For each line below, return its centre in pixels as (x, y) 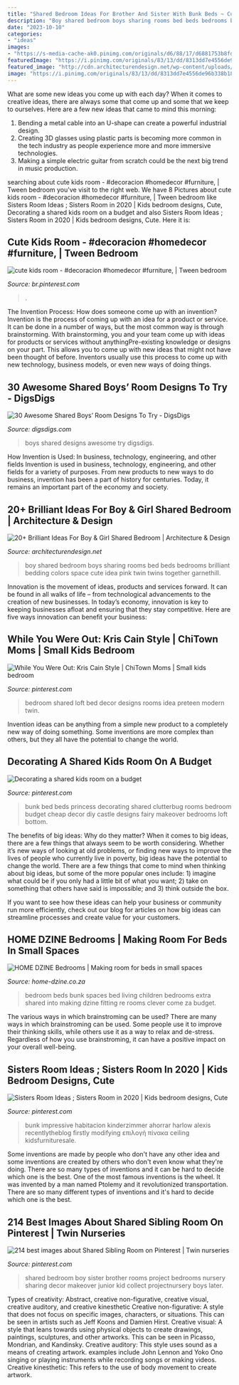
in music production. (48, 168)
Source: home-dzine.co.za (46, 982)
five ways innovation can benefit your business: (77, 617)
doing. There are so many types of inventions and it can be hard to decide (116, 1169)
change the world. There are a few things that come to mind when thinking (117, 865)
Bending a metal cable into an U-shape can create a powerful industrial (122, 122)
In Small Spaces (43, 950)
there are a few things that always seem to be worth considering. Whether (116, 843)
